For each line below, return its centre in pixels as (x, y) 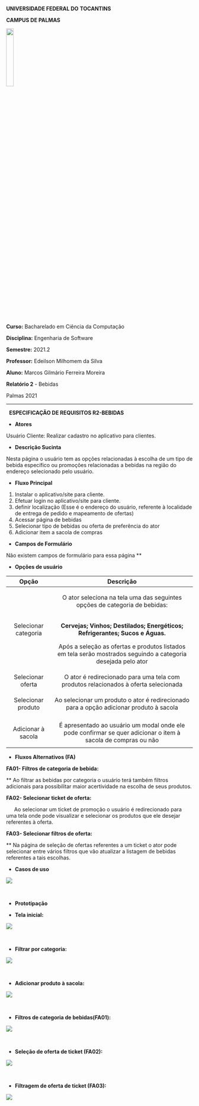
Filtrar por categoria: (41, 949)
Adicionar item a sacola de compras (58, 532)
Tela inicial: (29, 915)
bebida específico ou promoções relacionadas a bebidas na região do (91, 465)
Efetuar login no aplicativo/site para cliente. (68, 501)
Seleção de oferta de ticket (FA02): (59, 1052)
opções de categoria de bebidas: (122, 605)
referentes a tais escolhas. (38, 858)
